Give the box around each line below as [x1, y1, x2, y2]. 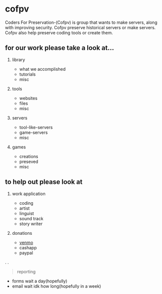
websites [19, 95, 38, 101]
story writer [19, 221, 43, 227]
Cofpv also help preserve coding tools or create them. [5, 30, 113, 35]
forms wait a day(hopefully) [12, 278, 67, 284]
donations [12, 230, 32, 236]
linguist [19, 210, 34, 216]
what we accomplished [19, 66, 66, 72]
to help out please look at [5, 178, 83, 186]
